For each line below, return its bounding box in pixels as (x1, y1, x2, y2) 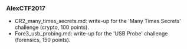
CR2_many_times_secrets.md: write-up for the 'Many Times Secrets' (14, 18, 181, 25)
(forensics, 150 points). (14, 37, 71, 44)
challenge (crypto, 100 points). (14, 24, 90, 31)
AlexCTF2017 (6, 4, 46, 12)
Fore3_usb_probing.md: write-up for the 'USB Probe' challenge (14, 30, 168, 37)
